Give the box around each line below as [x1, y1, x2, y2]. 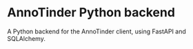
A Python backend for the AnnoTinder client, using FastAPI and [7, 27, 186, 35]
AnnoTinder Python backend [7, 5, 176, 20]
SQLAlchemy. [7, 34, 46, 42]
